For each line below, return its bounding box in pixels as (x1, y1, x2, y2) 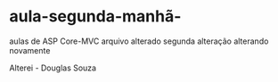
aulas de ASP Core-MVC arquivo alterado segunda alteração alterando (9, 36, 269, 46)
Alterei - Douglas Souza (9, 62, 96, 73)
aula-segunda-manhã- (9, 6, 182, 27)
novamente (9, 45, 51, 55)
